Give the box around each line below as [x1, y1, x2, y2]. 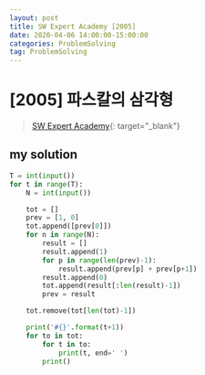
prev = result [42, 290, 96, 299]
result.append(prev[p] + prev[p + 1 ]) [57, 264, 198, 273]
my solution [9, 147, 78, 163]
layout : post [9, 13, 59, 23]
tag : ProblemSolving [9, 48, 88, 57]
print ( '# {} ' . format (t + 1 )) [26, 323, 125, 332]
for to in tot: [26, 331, 84, 340]
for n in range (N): [26, 230, 100, 240]
